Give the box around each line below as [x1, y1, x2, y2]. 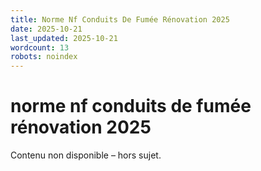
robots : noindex [10, 52, 78, 62]
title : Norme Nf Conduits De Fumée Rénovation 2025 [10, 14, 230, 25]
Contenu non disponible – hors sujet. [10, 149, 162, 161]
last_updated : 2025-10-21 [10, 33, 118, 43]
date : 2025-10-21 [10, 24, 83, 34]
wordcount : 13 [10, 42, 70, 53]
